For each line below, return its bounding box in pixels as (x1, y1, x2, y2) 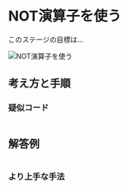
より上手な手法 (8, 171, 66, 182)
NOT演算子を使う (8, 7, 122, 25)
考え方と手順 (8, 76, 71, 91)
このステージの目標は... (8, 35, 84, 44)
